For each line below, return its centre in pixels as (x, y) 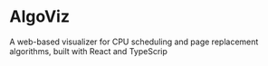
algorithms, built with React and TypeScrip (88, 51)
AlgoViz (40, 17)
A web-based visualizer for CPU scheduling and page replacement (134, 42)
